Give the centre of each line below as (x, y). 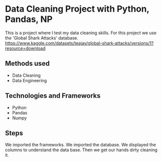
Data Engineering (29, 80)
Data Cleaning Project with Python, (77, 9)
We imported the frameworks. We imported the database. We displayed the (81, 145)
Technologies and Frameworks (53, 96)
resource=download (25, 48)
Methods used (27, 63)
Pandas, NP (29, 19)
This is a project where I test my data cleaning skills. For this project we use (81, 33)
